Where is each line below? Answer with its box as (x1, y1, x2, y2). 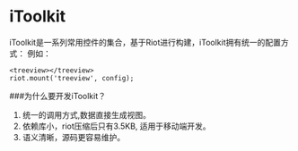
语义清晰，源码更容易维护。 (22, 131, 126, 142)
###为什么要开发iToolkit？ (9, 90, 106, 101)
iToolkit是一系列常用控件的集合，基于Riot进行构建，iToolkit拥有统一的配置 (9, 37, 281, 47)
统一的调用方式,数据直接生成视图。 (22, 109, 151, 120)
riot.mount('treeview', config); (9, 73, 135, 82)
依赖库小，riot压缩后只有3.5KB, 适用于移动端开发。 (22, 121, 211, 131)
